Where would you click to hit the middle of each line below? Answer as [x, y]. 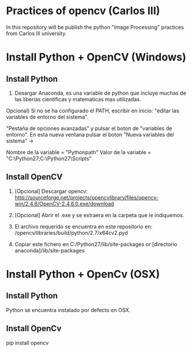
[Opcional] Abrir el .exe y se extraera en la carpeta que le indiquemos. [99, 215]
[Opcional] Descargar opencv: [51, 191]
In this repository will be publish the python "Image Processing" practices [95, 27]
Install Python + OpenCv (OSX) [83, 274]
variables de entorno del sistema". [48, 117]
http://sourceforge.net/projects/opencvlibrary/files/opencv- [87, 197]
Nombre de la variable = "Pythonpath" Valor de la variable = [79, 152]
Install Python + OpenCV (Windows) [96, 57]
